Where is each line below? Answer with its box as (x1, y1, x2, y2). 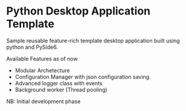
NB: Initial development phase (6, 98, 81, 105)
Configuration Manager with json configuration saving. (14, 73, 151, 80)
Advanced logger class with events (14, 80, 103, 87)
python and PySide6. (6, 43, 59, 51)
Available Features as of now (6, 55, 78, 62)
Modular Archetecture (14, 66, 70, 74)
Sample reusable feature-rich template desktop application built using (6, 37, 180, 44)
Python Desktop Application (6, 4, 151, 18)
